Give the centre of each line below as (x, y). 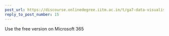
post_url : (15, 10)
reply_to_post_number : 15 (32, 14)
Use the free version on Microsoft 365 (44, 28)
